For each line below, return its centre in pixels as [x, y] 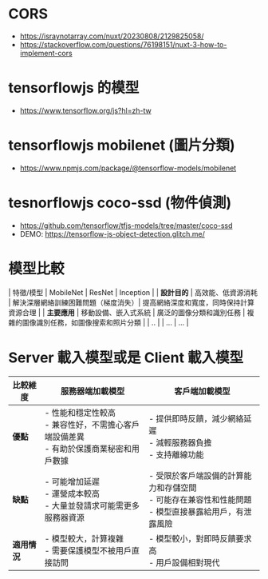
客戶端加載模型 [202, 391]
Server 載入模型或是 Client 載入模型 [126, 357]
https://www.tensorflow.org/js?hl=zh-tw [85, 110]
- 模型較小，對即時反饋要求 [201, 538]
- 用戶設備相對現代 [185, 562]
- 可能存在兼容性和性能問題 [201, 499]
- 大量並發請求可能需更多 [92, 505]
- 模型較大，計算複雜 [84, 538]
